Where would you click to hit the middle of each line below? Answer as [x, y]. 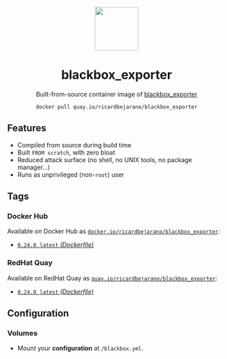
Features [27, 128]
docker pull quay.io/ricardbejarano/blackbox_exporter [117, 107]
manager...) [34, 167]
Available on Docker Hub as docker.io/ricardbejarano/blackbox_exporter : [114, 231]
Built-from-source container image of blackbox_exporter [117, 94]
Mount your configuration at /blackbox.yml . [80, 349]
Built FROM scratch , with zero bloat [66, 152]
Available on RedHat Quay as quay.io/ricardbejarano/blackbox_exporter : [112, 278]
